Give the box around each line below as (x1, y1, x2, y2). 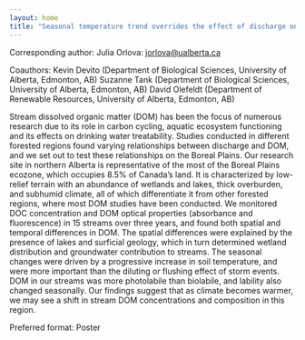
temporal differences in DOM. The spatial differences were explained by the (9, 226, 293, 237)
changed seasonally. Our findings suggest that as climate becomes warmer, (9, 285, 293, 295)
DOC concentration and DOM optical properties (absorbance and (9, 207, 253, 218)
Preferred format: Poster (9, 322, 102, 333)
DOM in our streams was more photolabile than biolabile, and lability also (9, 275, 282, 286)
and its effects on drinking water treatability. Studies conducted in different (9, 130, 290, 141)
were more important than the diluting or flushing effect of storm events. (9, 265, 280, 276)
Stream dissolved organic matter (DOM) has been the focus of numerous (9, 111, 282, 122)
